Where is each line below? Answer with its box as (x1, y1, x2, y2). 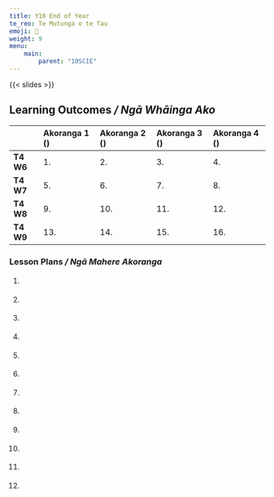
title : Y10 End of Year (9, 11, 90, 20)
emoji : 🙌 (9, 27, 39, 35)
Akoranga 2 (99, 127, 146, 138)
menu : (9, 42, 28, 50)
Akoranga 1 (42, 127, 90, 138)
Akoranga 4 (212, 127, 259, 138)
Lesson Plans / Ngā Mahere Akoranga (9, 255, 163, 267)
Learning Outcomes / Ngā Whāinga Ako (9, 103, 216, 117)
